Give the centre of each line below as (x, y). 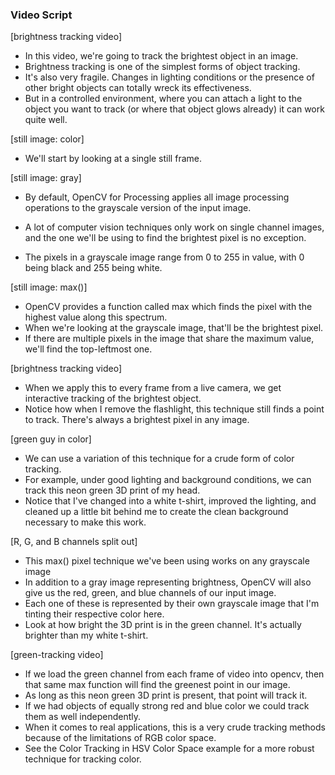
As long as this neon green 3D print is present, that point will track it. (166, 695)
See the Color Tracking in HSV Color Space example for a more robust (169, 749)
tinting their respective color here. (94, 614)
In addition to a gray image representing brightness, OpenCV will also (168, 582)
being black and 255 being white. (93, 268)
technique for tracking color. (83, 759)
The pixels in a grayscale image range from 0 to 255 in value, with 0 (164, 257)
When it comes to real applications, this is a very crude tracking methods (175, 727)
